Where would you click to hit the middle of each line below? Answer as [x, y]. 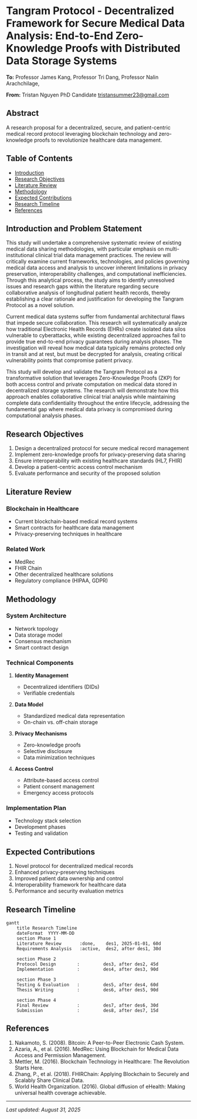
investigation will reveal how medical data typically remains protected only [96, 348]
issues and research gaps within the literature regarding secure [83, 287]
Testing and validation [41, 833]
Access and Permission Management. [60, 1055]
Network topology [36, 628]
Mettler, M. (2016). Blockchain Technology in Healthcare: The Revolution [102, 1061]
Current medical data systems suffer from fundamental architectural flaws [96, 317]
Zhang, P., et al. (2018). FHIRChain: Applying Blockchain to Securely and [102, 1074]
